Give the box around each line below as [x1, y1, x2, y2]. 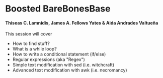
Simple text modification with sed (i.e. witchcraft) [12, 62, 115, 68]
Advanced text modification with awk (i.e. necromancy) [12, 67, 127, 73]
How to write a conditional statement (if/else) [12, 51, 106, 57]
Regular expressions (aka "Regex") [12, 56, 86, 62]
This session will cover [5, 31, 53, 37]
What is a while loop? [12, 46, 57, 52]
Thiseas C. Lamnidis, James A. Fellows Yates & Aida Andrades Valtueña [5, 19, 158, 25]
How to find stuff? [12, 40, 50, 46]
